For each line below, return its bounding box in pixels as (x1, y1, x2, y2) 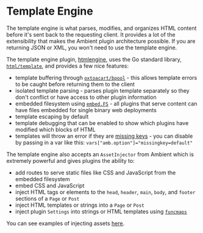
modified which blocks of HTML (15, 126, 96, 133)
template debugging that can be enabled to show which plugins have (15, 119, 189, 126)
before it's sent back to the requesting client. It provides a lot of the (6, 30, 176, 38)
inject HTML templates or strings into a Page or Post (15, 201, 144, 209)
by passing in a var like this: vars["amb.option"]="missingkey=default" (15, 138, 193, 146)
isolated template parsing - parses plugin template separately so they (15, 87, 190, 94)
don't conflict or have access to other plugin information (15, 93, 157, 101)
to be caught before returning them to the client (15, 81, 135, 88)
